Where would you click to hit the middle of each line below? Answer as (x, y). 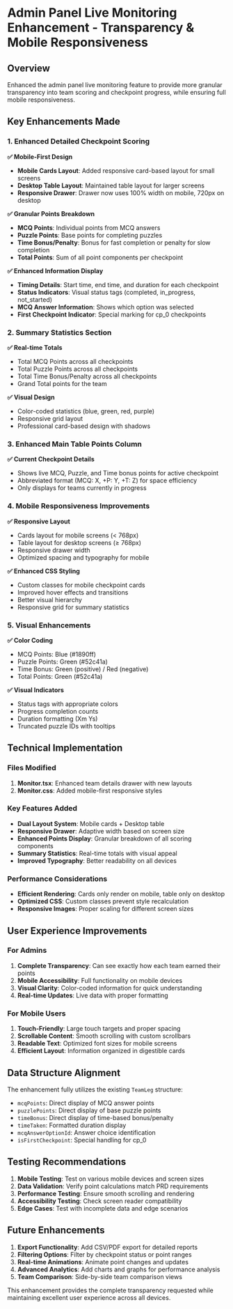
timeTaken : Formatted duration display (72, 1125)
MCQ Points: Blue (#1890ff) (56, 654)
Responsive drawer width (54, 550)
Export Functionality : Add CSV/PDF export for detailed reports (107, 1247)
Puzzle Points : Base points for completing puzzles (90, 235)
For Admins (27, 951)
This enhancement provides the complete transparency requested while (110, 1290)
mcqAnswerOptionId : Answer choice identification (87, 1132)
